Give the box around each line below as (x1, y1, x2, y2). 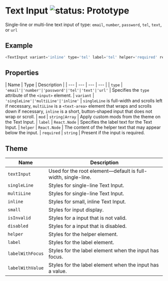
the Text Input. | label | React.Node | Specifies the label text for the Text (5, 119, 152, 125)
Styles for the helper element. (48, 231, 118, 238)
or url (5, 27, 18, 33)
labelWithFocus (7, 251, 44, 256)
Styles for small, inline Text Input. (48, 198, 126, 205)
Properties (5, 69, 39, 77)
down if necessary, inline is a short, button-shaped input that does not (5, 108, 152, 115)
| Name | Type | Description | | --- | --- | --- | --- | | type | (5, 82, 123, 88)
